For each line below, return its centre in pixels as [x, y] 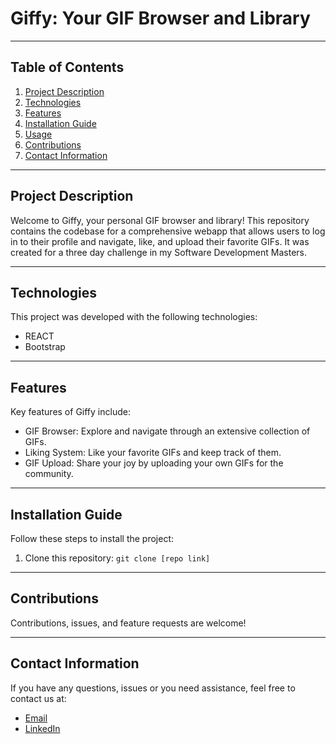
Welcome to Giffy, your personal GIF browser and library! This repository [160, 220]
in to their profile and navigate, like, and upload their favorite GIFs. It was [160, 241]
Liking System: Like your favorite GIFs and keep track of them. [153, 453]
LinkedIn [42, 728]
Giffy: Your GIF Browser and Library [160, 18]
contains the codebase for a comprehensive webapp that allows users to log [168, 231]
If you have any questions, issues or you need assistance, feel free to [153, 688]
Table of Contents [67, 67]
